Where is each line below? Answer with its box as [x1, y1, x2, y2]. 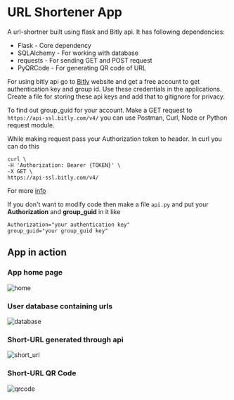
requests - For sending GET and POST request [17, 56, 152, 64]
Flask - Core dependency [17, 41, 91, 49]
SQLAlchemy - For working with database [17, 49, 139, 57]
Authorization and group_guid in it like [7, 207, 121, 215]
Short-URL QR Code [7, 368, 77, 378]
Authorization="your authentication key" [7, 221, 131, 228]
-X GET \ [7, 168, 33, 175]
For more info [7, 186, 46, 194]
